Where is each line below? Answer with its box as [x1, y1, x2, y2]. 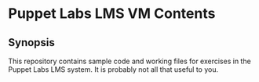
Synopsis [8, 36, 55, 49]
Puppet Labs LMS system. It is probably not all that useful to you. [8, 65, 218, 74]
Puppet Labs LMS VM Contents [8, 5, 216, 23]
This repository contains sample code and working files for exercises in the [8, 56, 251, 66]
